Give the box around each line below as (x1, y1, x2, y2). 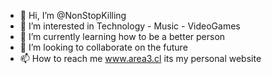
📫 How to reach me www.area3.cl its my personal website (19, 53, 262, 64)
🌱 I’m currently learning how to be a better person (19, 31, 226, 42)
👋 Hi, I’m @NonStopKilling (19, 10, 127, 21)
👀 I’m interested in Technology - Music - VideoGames (19, 20, 241, 32)
